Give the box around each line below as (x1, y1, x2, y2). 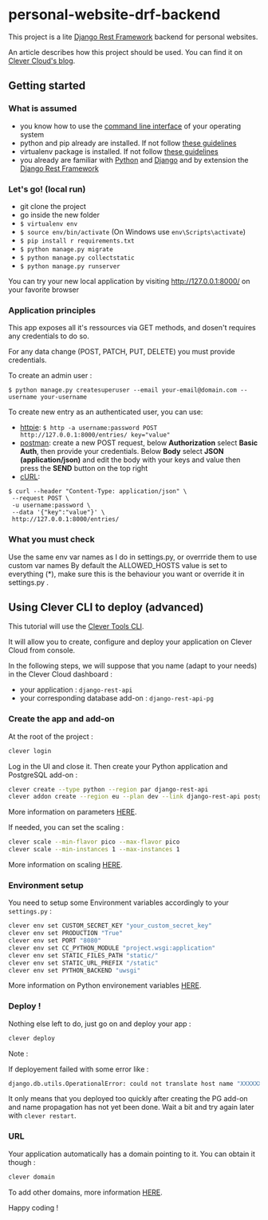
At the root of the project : (8, 732, 93, 741)
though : (8, 1157, 36, 1167)
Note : (8, 1048, 29, 1058)
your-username (40, 393, 88, 401)
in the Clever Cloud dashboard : (8, 669, 113, 679)
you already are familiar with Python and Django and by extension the (19, 155, 249, 164)
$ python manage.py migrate (19, 245, 113, 253)
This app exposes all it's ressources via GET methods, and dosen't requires (8, 323, 257, 333)
